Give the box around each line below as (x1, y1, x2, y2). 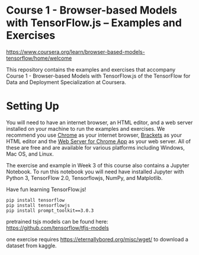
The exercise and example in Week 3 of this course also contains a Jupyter (6, 162, 190, 169)
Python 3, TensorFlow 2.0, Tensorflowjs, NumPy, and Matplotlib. (6, 174, 163, 181)
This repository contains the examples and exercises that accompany (6, 66, 176, 73)
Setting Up (6, 99, 59, 113)
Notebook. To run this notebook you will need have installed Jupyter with (6, 168, 185, 175)
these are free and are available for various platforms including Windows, (6, 144, 185, 151)
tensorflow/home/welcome (6, 54, 72, 62)
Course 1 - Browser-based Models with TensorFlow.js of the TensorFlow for (6, 72, 191, 79)
